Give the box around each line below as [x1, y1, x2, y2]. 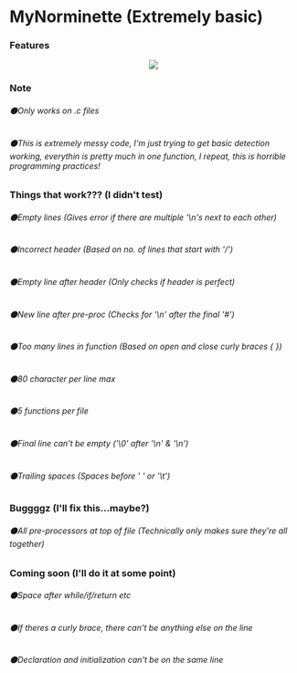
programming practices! [9, 160, 101, 171]
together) [9, 538, 45, 549]
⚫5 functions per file [9, 405, 89, 416]
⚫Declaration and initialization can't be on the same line [9, 655, 224, 666]
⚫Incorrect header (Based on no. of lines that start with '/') [9, 244, 234, 255]
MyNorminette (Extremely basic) [9, 6, 263, 27]
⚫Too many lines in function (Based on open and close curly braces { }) [9, 341, 282, 352]
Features [9, 39, 50, 52]
